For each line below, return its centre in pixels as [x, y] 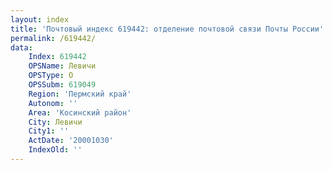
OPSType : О [51, 76]
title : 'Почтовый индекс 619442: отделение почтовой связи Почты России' [167, 29]
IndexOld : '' [55, 150]
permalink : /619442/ [53, 38]
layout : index [40, 19]
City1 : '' [49, 131]
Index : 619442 [57, 57]
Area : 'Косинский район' [80, 112]
